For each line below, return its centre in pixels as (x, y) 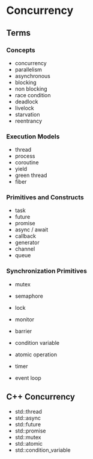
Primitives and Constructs (45, 197)
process (25, 156)
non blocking (31, 89)
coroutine (27, 162)
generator (27, 243)
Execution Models (33, 136)
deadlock (26, 101)
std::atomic (29, 443)
